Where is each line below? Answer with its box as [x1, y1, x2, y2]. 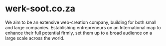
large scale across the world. [5, 35, 65, 41]
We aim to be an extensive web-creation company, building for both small [5, 19, 157, 25]
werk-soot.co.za [5, 3, 76, 14]
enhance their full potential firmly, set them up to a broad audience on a [5, 30, 153, 36]
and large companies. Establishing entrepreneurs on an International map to [5, 24, 161, 30]
